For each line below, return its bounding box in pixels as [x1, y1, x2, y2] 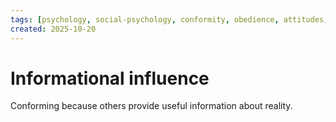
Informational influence [10, 67, 210, 90]
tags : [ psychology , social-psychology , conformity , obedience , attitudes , [10, 14, 329, 25]
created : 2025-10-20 [10, 24, 97, 34]
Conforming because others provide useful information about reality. [10, 100, 293, 112]
